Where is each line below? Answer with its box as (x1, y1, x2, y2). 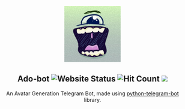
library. (83, 96, 102, 103)
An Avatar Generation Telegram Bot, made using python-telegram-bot (6, 90, 179, 97)
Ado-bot (17, 74, 50, 84)
